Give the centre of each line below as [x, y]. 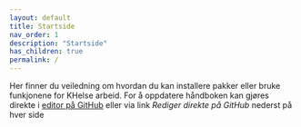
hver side [27, 115]
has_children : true [46, 52]
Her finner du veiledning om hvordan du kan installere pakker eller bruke [145, 86]
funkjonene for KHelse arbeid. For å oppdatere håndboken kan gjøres [140, 95]
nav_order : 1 [34, 34]
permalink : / [34, 60]
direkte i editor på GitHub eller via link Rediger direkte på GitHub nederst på [151, 105]
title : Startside [42, 26]
